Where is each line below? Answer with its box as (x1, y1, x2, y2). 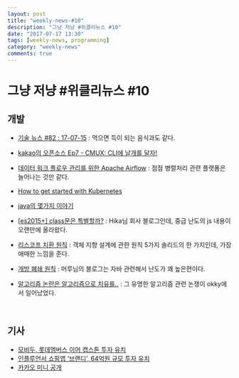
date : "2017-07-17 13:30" (7, 30, 84, 38)
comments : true (7, 50, 53, 58)
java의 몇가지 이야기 (17, 201, 74, 210)
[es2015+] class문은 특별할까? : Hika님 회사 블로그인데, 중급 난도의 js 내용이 (17, 216, 231, 225)
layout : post (7, 10, 46, 18)
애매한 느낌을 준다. (17, 249, 70, 258)
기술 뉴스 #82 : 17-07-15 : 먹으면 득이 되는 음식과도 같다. (17, 133, 176, 142)
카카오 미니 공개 (17, 363, 62, 372)
